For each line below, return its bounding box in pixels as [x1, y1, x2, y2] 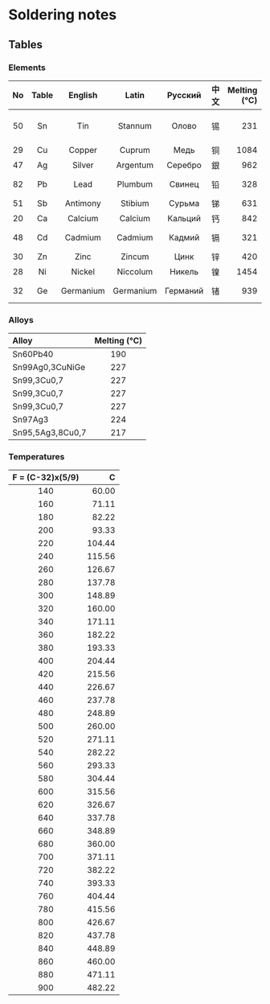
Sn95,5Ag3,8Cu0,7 [12, 427, 87, 438]
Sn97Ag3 [12, 414, 49, 426]
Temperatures [8, 451, 65, 463]
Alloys [8, 314, 34, 325]
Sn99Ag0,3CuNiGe [12, 362, 86, 373]
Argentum [116, 159, 154, 171]
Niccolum [117, 265, 153, 277]
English [67, 89, 98, 101]
